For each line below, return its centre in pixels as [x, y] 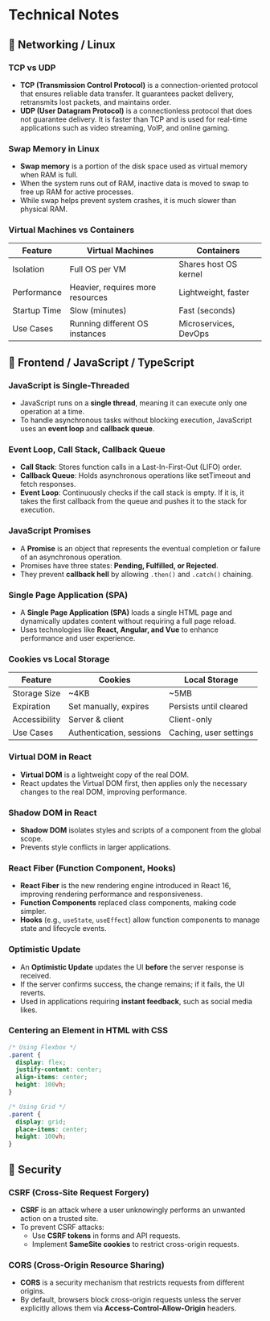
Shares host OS [208, 264]
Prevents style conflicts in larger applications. [95, 847]
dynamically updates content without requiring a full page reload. [128, 621]
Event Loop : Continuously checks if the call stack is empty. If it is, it [132, 492]
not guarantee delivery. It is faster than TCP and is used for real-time [133, 119]
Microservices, [207, 324]
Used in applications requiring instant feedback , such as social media [136, 1001]
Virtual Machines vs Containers [72, 230]
